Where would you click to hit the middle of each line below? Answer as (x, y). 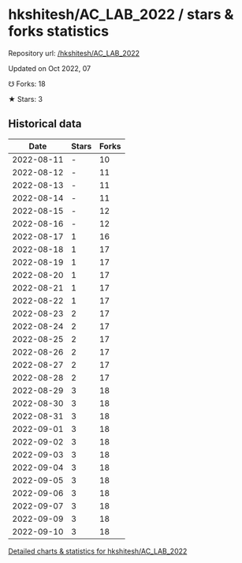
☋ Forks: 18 (27, 84)
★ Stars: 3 (26, 99)
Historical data (45, 124)
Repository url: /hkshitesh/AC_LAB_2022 (74, 53)
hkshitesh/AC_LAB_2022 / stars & (121, 15)
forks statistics (58, 31)
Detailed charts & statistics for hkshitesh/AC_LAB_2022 (98, 551)
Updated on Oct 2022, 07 (50, 68)
